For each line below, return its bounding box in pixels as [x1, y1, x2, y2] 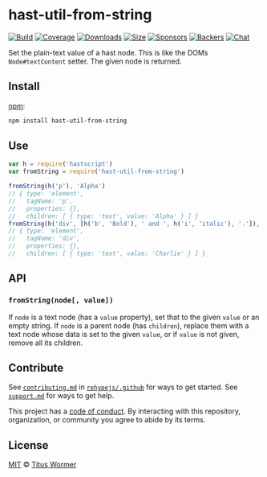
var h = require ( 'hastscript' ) [8, 160, 113, 168]
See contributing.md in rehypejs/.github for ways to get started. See [8, 382, 238, 392]
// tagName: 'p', [8, 197, 74, 205]
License [8, 438, 49, 452]
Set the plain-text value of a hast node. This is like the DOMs [8, 47, 208, 57]
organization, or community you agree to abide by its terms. [8, 415, 206, 425]
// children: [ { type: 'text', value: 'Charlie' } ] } [8, 249, 206, 258]
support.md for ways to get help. [8, 391, 115, 401]
